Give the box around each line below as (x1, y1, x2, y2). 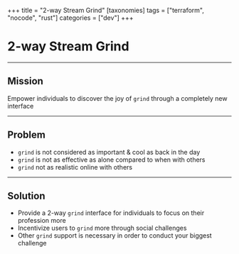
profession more (17, 216, 66, 225)
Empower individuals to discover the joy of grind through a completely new (7, 94, 228, 102)
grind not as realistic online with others (17, 162, 133, 171)
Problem (7, 129, 46, 141)
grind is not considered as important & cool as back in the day (17, 148, 201, 156)
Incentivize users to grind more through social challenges (17, 223, 187, 233)
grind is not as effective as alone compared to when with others (17, 155, 206, 164)
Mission (7, 75, 44, 87)
